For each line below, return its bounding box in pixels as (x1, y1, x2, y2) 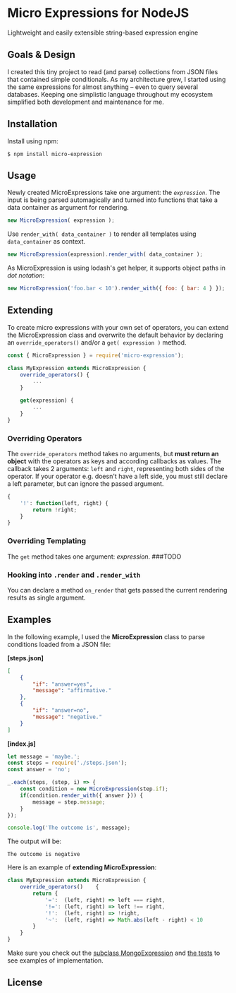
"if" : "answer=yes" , (32, 680, 93, 688)
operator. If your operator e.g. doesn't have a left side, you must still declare (7, 472, 228, 480)
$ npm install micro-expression (7, 150, 102, 157)
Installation (7, 118, 58, 130)
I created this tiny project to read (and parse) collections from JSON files (7, 67, 218, 76)
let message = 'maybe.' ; (7, 753, 80, 760)
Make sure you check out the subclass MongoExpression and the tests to (7, 949, 221, 958)
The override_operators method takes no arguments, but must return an (7, 449, 220, 458)
